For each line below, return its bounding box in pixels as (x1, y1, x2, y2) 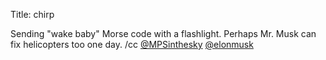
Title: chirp (10, 9, 55, 20)
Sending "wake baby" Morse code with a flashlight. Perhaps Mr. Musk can (10, 28, 317, 39)
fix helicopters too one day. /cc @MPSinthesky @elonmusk (10, 39, 254, 50)
